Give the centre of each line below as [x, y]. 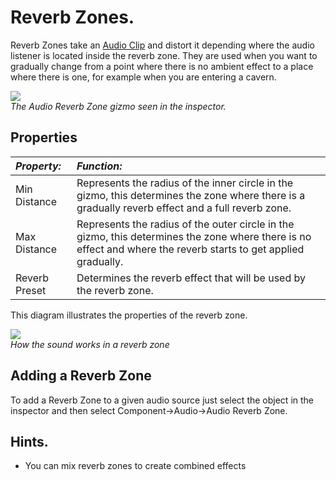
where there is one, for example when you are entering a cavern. [143, 77]
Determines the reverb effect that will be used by [191, 278]
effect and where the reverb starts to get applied [190, 249]
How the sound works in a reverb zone [90, 344]
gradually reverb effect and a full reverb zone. [184, 208]
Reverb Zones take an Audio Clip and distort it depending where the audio [162, 45]
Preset [31, 290]
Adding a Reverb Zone [81, 376]
